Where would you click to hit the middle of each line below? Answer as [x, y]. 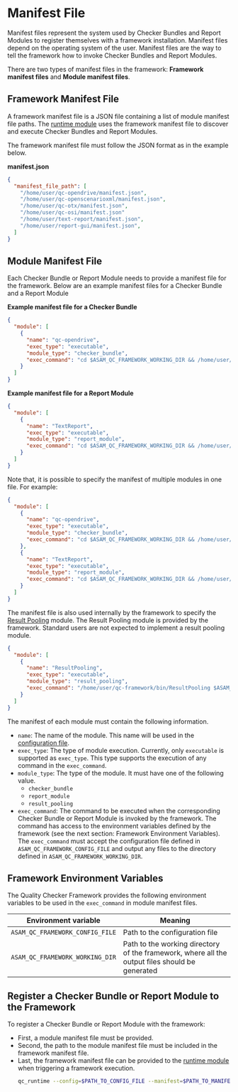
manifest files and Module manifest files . [69, 77]
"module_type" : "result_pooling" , [77, 681]
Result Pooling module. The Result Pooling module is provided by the [108, 620]
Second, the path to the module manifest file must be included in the [118, 1046]
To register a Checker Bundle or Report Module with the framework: [106, 1024]
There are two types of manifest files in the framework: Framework [106, 69]
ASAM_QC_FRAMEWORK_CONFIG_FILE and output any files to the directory [117, 848]
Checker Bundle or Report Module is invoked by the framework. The [117, 818]
